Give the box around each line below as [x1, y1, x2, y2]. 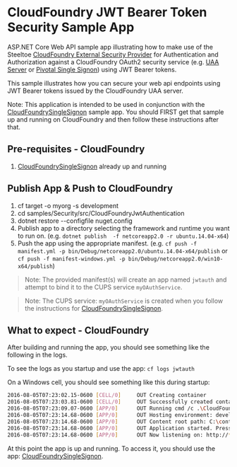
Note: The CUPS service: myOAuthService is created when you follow [24, 296, 224, 305]
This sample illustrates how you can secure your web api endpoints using [7, 79, 221, 87]
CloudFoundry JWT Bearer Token [7, 4, 207, 21]
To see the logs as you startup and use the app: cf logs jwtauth [7, 364, 195, 373]
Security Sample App [7, 19, 135, 35]
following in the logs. [7, 351, 68, 359]
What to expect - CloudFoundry [7, 324, 150, 336]
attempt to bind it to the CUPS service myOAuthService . [24, 282, 183, 291]
